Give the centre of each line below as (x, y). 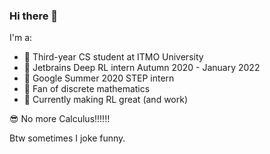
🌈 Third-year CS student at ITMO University (113, 57)
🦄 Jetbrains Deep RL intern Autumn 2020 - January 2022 (142, 68)
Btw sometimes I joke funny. (67, 138)
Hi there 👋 (34, 16)
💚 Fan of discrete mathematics (87, 89)
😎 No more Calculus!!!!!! (60, 119)
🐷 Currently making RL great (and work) (106, 100)
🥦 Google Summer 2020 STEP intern (99, 78)
